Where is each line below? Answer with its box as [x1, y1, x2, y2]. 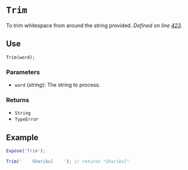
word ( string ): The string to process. [14, 81, 101, 89]
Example [6, 132, 39, 142]
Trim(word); [6, 55, 35, 60]
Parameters [6, 68, 40, 76]
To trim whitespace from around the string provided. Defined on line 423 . [6, 22, 183, 29]
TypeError [14, 117, 39, 123]
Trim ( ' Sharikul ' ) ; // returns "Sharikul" [6, 159, 130, 165]
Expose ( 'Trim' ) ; [6, 148, 46, 154]
